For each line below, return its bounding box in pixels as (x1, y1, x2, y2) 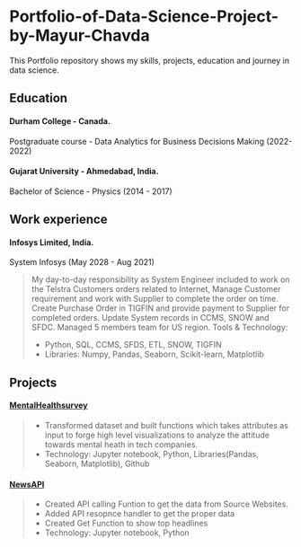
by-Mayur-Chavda (9, 25, 150, 46)
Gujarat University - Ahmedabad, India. (9, 166, 159, 177)
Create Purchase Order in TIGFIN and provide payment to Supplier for (31, 303, 290, 313)
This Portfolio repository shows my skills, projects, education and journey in (9, 55, 290, 66)
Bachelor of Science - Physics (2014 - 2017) (9, 186, 173, 197)
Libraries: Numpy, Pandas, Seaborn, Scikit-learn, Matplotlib (44, 348, 265, 360)
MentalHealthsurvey (9, 400, 88, 410)
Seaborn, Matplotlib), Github (44, 458, 150, 469)
